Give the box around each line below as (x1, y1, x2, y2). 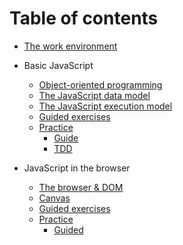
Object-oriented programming (38, 78, 163, 91)
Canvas (38, 192, 71, 204)
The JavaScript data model (38, 89, 151, 101)
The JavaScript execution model (38, 100, 173, 112)
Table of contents (9, 7, 159, 30)
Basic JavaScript (23, 59, 94, 71)
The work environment (23, 40, 118, 52)
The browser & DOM (38, 181, 124, 193)
